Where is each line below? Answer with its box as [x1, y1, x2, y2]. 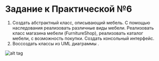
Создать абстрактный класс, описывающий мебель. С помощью [12, 20, 150, 26]
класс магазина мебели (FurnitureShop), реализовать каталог [12, 30, 144, 36]
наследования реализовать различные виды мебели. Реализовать [12, 25, 154, 30]
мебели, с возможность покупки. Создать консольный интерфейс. [12, 35, 155, 41]
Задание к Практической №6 [5, 3, 132, 15]
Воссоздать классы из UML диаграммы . [12, 40, 99, 46]
